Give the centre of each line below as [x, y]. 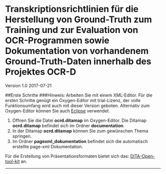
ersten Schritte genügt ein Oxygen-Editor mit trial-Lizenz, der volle [73, 100]
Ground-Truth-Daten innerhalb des [78, 61]
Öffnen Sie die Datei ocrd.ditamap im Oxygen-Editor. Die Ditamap [79, 120]
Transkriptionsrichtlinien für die [72, 9]
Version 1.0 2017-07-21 [28, 85]
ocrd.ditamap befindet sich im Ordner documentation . [68, 125]
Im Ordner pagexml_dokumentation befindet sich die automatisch [80, 141]
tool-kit [12, 161]
